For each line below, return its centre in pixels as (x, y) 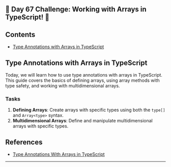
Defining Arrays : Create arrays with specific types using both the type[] (89, 110)
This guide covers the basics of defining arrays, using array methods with (83, 80)
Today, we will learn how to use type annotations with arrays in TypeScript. (84, 75)
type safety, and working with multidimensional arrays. (63, 86)
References (24, 142)
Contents (20, 34)
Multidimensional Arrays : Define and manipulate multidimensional (82, 121)
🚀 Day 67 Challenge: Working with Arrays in (76, 9)
